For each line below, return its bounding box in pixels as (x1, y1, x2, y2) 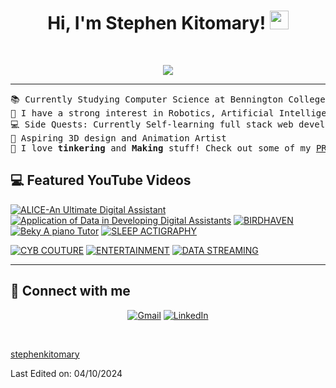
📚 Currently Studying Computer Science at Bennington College (10, 93, 326, 105)
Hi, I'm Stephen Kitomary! (47, 12, 267, 35)
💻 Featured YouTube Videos (10, 172, 192, 189)
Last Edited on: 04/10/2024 (10, 367, 123, 379)
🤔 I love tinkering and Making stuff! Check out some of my (10, 142, 312, 154)
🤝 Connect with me (10, 283, 131, 300)
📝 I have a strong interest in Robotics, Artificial (10, 107, 275, 119)
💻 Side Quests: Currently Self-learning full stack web (10, 118, 294, 130)
